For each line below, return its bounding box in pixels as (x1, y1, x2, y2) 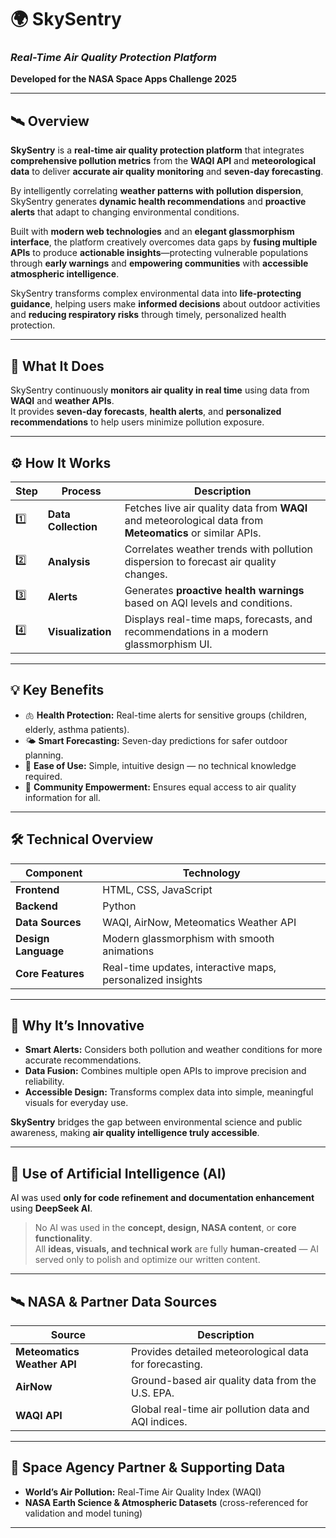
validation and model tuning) (24, 1507, 143, 1519)
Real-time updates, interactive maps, (102, 960, 277, 974)
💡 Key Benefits (10, 682, 105, 699)
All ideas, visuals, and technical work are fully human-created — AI (34, 1243, 319, 1255)
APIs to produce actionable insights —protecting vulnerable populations (10, 247, 309, 259)
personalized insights (102, 972, 203, 986)
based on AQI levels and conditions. (124, 596, 293, 610)
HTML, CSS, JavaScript (102, 882, 213, 896)
